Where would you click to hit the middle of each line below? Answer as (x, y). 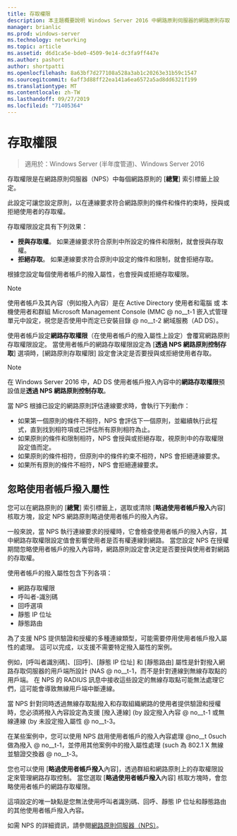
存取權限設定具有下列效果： (48, 226)
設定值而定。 (36, 447)
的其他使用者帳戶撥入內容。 (48, 810)
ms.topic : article (34, 47)
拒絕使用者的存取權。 (38, 211)
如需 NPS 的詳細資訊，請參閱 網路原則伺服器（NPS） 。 (85, 825)
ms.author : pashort (36, 60)
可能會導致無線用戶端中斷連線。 (72, 688)
